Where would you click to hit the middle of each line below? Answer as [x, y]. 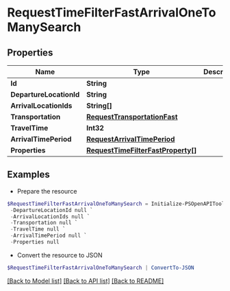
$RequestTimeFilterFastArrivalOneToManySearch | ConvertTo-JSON [101, 268]
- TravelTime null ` [38, 229]
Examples [28, 175]
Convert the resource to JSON [60, 255]
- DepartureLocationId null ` [52, 210]
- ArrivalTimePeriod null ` [49, 236]
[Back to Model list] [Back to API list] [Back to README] [86, 281]
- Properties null [35, 242]
